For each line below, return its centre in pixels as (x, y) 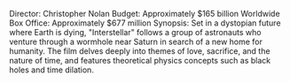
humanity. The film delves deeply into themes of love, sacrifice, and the (140, 51)
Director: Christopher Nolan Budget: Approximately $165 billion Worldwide (145, 14)
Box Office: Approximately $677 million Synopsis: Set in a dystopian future (145, 23)
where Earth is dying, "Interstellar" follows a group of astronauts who (135, 32)
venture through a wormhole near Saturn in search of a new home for (136, 41)
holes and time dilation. (52, 70)
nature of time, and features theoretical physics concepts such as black (140, 60)
